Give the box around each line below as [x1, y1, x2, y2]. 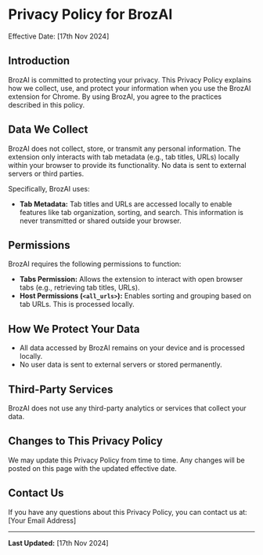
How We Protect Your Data [8, 322, 140, 335]
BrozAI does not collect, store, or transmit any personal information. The [8, 144, 241, 153]
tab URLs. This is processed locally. [19, 300, 135, 309]
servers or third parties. [8, 169, 85, 178]
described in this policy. [8, 100, 85, 109]
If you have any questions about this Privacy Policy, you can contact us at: [8, 507, 248, 517]
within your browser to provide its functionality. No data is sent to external [8, 160, 247, 170]
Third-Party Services [8, 382, 113, 396]
